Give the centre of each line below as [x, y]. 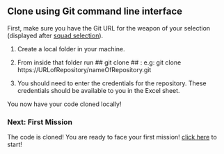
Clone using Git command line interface [95, 11]
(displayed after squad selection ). [55, 35]
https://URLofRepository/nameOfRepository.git [84, 69]
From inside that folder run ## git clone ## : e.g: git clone [99, 62]
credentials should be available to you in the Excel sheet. [98, 90]
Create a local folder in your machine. [71, 49]
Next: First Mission [40, 122]
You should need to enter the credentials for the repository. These [112, 83]
